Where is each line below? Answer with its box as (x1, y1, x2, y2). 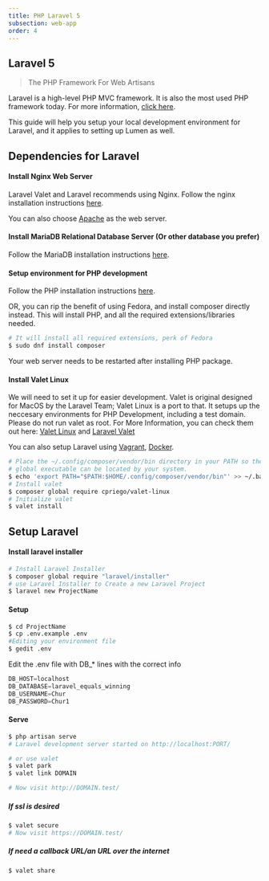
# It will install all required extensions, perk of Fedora (8, 334, 214, 342)
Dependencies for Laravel (8, 149, 140, 163)
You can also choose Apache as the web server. (8, 214, 167, 223)
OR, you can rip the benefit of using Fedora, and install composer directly (8, 302, 251, 312)
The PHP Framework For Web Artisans (27, 78, 155, 88)
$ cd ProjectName (8, 622, 66, 630)
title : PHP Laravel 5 (8, 11, 81, 20)
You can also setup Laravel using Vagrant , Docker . (8, 443, 175, 452)
